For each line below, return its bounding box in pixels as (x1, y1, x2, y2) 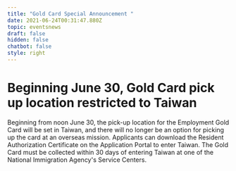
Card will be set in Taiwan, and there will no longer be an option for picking (7, 125, 224, 134)
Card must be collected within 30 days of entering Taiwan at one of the (7, 148, 213, 156)
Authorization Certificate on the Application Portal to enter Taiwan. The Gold (7, 140, 229, 148)
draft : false (7, 30, 46, 37)
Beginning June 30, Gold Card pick (7, 80, 215, 96)
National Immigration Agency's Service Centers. (7, 156, 147, 164)
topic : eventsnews (7, 23, 61, 30)
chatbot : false (7, 43, 52, 50)
